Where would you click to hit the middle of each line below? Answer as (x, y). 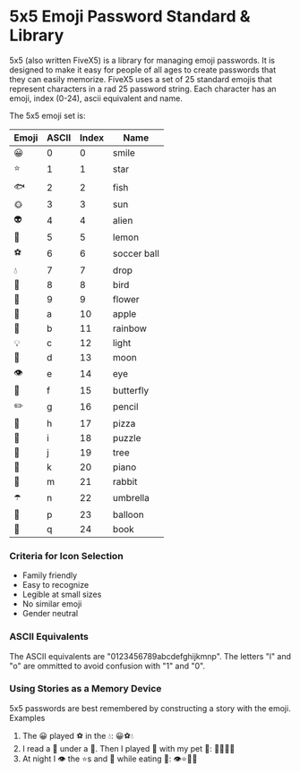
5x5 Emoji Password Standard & (130, 17)
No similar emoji (52, 604)
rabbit (125, 481)
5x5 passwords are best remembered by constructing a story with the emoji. (150, 708)
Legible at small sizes (62, 595)
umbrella (131, 498)
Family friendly (50, 575)
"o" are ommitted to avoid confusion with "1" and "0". (107, 666)
